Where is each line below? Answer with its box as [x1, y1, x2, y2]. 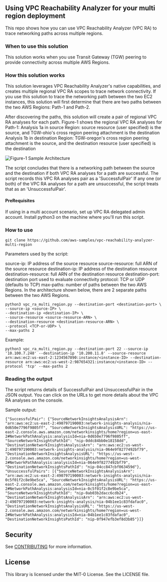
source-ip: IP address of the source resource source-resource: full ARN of [5, 260, 158, 266]
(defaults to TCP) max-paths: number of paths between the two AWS [5, 282, 147, 288]
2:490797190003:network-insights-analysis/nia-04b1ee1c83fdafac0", [5, 499, 149, 505]
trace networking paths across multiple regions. [5, 30, 104, 36]
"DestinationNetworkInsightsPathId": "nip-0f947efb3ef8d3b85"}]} [5, 517, 144, 522]
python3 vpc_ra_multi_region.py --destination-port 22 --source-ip [5, 346, 149, 351]
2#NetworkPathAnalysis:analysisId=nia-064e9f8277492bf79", [5, 460, 131, 465]
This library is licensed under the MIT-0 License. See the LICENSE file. [5, 571, 150, 577]
